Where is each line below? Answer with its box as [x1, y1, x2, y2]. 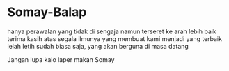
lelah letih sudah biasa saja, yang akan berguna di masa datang [7, 42, 189, 50]
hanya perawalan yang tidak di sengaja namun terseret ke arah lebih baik [7, 27, 217, 35]
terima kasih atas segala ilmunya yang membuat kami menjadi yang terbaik [7, 34, 223, 42]
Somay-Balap [7, 4, 87, 20]
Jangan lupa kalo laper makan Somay [7, 55, 115, 63]
